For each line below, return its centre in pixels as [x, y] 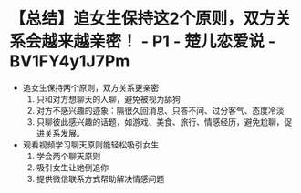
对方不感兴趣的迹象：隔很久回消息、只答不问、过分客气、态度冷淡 [160, 110]
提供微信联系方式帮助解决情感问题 [100, 178]
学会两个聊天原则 [68, 156]
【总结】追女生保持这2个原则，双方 [142, 19]
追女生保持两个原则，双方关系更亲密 [91, 87]
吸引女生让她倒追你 [73, 167]
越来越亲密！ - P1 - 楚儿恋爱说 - [159, 41]
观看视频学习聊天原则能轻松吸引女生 [91, 144]
